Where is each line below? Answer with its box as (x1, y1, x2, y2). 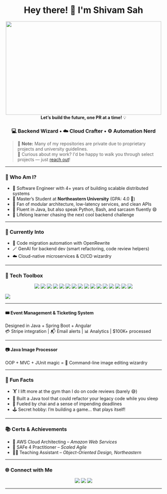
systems (12, 190, 30, 196)
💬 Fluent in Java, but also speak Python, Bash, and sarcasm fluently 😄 (12, 206, 158, 212)
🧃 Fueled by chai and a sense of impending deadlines (12, 401, 122, 407)
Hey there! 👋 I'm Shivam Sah (24, 4, 143, 16)
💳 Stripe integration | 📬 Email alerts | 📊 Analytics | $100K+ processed (5, 329, 151, 334)
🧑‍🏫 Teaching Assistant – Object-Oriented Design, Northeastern (12, 450, 142, 456)
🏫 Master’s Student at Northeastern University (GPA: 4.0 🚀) (12, 195, 136, 201)
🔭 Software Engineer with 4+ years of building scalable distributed (12, 185, 149, 191)
